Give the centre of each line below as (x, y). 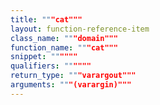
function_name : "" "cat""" (64, 47)
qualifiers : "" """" (51, 66)
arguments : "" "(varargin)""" (71, 85)
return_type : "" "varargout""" (73, 76)
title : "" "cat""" (46, 19)
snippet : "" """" (44, 57)
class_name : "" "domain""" (64, 38)
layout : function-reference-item (80, 29)
